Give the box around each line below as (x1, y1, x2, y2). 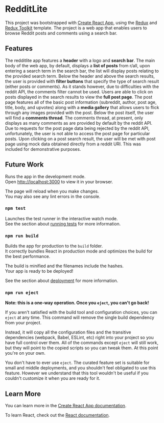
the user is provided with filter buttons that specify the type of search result (5, 78, 159, 84)
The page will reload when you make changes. (5, 188, 99, 194)
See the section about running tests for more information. (5, 221, 121, 226)
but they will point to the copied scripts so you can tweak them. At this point (5, 345, 158, 351)
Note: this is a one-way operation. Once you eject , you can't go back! (5, 300, 149, 306)
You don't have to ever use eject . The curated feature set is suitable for (5, 360, 150, 366)
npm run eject (5, 290, 39, 296)
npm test (5, 205, 26, 211)
